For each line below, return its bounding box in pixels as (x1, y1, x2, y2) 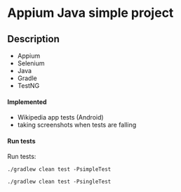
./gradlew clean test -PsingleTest (7, 178, 112, 186)
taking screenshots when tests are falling (17, 121, 137, 129)
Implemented (7, 97, 47, 106)
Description (7, 33, 60, 45)
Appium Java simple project (7, 5, 174, 21)
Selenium (17, 59, 45, 68)
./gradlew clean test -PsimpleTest (7, 166, 112, 173)
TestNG (17, 82, 40, 89)
